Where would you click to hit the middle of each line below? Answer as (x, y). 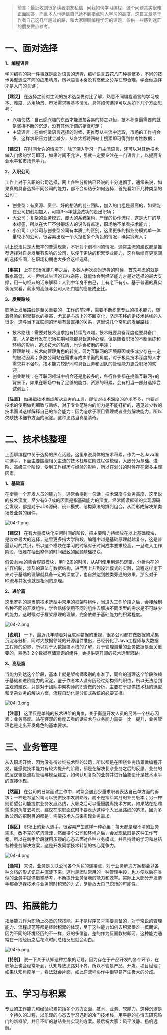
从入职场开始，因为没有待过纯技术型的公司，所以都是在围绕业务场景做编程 (81, 762)
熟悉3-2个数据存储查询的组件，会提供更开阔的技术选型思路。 (81, 653)
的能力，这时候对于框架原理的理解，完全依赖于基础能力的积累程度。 (75, 614)
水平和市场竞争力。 (29, 161)
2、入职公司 (17, 171)
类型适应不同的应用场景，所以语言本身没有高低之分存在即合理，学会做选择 (85, 80)
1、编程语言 (17, 63)
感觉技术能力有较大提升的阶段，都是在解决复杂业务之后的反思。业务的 (90, 768)
